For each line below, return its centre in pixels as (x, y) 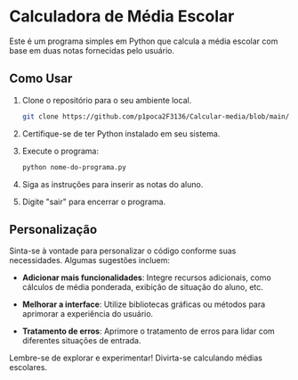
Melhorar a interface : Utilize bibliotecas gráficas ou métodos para (144, 304)
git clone (40, 116)
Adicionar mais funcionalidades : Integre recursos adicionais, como (146, 277)
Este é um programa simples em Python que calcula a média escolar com (144, 41)
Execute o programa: (60, 151)
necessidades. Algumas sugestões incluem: (90, 260)
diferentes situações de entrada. (81, 341)
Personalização (53, 229)
